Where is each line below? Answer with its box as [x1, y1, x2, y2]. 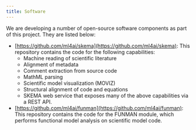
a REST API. [23, 98, 53, 105]
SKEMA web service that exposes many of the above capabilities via [23, 92, 189, 99]
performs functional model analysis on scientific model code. [14, 117, 163, 124]
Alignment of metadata [23, 61, 79, 68]
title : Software [6, 8, 46, 15]
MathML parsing [23, 73, 63, 80]
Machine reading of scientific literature [23, 54, 117, 61]
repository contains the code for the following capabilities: [14, 48, 155, 56]
